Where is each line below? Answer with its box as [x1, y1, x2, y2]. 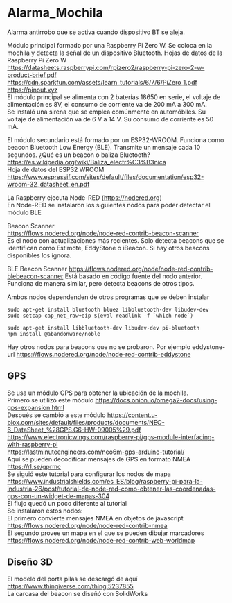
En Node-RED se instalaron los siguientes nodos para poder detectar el [7, 201, 211, 209]
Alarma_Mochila [7, 5, 104, 21]
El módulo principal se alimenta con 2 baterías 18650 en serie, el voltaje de [7, 92, 221, 101]
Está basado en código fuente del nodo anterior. [64, 272, 203, 280]
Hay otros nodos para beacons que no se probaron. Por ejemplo [7, 342, 191, 351]
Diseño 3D [7, 557, 53, 568]
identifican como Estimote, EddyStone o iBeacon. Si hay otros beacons [7, 244, 210, 252]
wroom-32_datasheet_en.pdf [7, 180, 90, 188]
